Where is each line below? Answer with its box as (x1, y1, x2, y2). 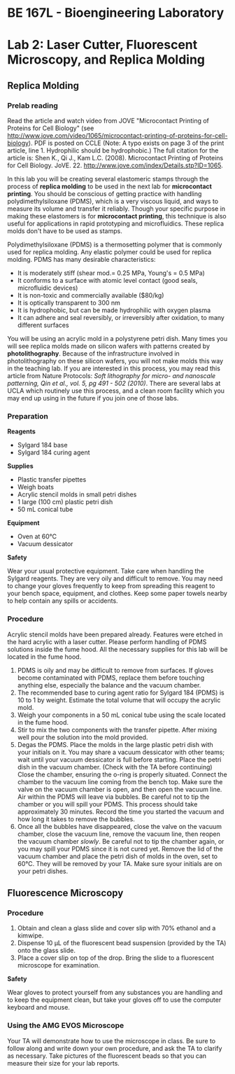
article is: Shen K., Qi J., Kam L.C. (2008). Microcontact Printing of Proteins (7, 154, 224, 162)
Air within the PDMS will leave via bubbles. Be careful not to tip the (17, 793, 210, 801)
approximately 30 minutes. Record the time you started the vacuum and (17, 807, 225, 816)
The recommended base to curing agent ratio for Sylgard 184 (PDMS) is (17, 688, 225, 697)
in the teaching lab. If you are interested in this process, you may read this (7, 364, 220, 372)
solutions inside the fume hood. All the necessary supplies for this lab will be (7, 645, 228, 653)
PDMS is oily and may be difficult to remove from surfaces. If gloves (17, 666, 214, 674)
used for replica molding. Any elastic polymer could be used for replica (7, 248, 212, 256)
